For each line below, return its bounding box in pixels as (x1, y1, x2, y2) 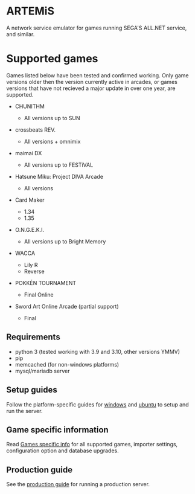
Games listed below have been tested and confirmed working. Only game (6, 71, 189, 79)
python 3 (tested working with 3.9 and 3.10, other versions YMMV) (14, 348, 180, 355)
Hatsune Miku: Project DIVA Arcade (14, 173, 104, 180)
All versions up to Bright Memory (24, 237, 106, 245)
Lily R (24, 261, 38, 268)
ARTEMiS (6, 4, 54, 18)
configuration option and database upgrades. (6, 447, 119, 454)
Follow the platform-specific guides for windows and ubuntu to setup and (6, 400, 189, 408)
